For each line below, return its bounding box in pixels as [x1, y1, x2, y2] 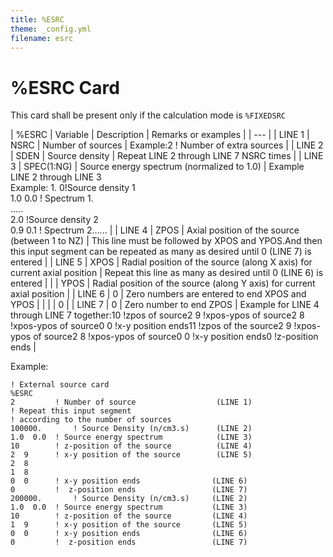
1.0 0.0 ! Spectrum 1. [10, 192, 94, 205]
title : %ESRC [10, 14, 65, 25]
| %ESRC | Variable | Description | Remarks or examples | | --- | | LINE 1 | [10, 129, 310, 141]
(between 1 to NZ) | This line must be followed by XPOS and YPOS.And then [10, 235, 323, 247]
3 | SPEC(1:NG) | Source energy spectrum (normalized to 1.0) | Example [10, 161, 305, 173]
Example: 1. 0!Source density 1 [10, 182, 136, 194]
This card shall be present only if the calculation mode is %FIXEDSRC [10, 109, 286, 121]
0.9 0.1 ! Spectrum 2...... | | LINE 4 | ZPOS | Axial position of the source [10, 224, 300, 236]
